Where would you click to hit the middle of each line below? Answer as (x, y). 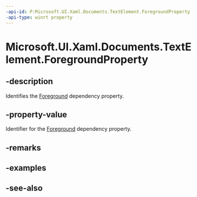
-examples (26, 168)
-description (29, 81)
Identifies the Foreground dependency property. (65, 96)
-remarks (23, 148)
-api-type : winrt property (39, 17)
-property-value (36, 114)
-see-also (24, 188)
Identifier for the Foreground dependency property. (69, 129)
